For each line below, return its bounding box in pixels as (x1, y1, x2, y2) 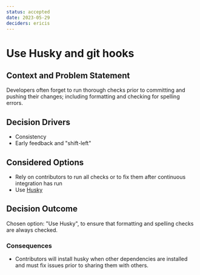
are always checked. (6, 226, 58, 234)
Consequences (6, 241, 53, 250)
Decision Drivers (6, 117, 71, 127)
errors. (6, 100, 23, 107)
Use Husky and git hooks (6, 46, 135, 60)
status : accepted (6, 8, 50, 15)
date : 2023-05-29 (6, 15, 50, 21)
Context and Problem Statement (6, 70, 130, 81)
